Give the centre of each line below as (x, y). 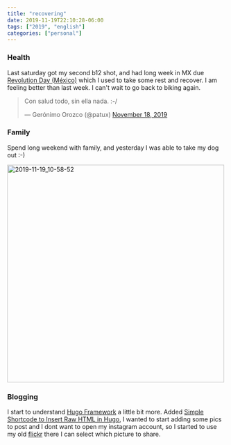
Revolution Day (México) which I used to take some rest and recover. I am (112, 80)
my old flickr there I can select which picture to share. (84, 434)
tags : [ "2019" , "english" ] (46, 26)
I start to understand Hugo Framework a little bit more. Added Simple (105, 412)
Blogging (23, 396)
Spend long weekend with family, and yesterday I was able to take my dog (113, 148)
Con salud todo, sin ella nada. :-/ (71, 101)
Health (19, 58)
